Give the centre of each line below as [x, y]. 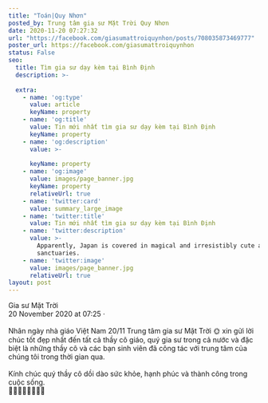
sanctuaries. [59, 253]
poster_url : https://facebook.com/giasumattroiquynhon [101, 45]
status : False [32, 53]
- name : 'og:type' [53, 97]
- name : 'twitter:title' [64, 216]
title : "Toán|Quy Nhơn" [48, 16]
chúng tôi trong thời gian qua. [57, 357]
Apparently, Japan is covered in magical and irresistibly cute [146, 246]
